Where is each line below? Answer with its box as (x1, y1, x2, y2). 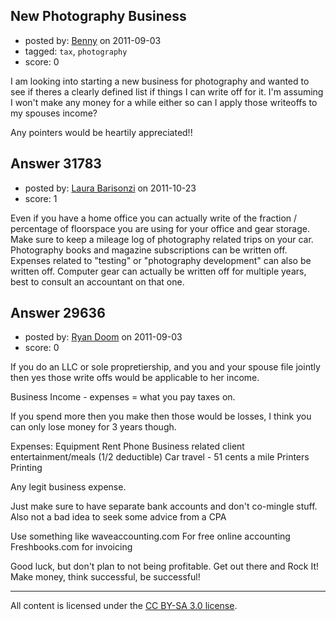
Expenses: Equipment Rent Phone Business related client (10, 440, 245, 453)
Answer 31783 (10, 155, 102, 173)
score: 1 (24, 192, 58, 204)
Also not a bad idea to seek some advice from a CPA (10, 511, 227, 523)
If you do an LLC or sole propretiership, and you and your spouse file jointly (10, 361, 321, 373)
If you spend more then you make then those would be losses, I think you (10, 410, 312, 423)
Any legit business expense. (10, 481, 127, 493)
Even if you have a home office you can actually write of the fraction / (10, 212, 298, 224)
